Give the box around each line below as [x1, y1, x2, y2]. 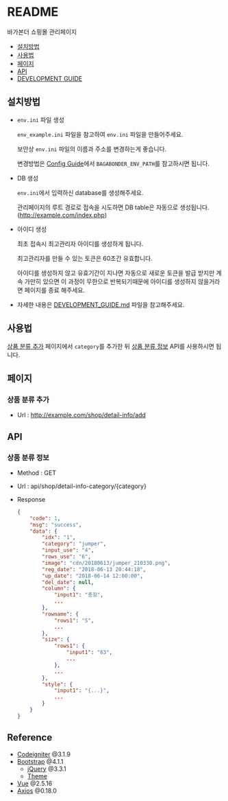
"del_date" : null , [42, 579, 94, 585]
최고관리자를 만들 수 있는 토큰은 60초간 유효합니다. [16, 254, 153, 262]
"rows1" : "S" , [53, 617, 94, 624]
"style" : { [42, 681, 73, 688]
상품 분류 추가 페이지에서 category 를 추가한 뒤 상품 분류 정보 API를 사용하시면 [7, 342, 214, 350]
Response [16, 495, 46, 503]
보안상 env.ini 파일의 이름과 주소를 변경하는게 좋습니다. [16, 145, 167, 153]
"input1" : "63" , [66, 649, 113, 656]
